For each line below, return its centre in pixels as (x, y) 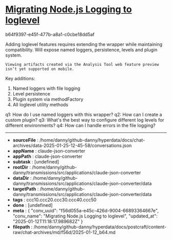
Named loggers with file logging (46, 88)
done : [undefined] (33, 205)
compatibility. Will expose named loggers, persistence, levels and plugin (81, 50)
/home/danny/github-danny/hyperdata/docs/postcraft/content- (100, 227)
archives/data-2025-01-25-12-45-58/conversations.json (72, 145)
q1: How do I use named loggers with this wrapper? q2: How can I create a (84, 114)
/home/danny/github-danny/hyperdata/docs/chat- (92, 140)
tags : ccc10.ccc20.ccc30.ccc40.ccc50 (55, 200)
